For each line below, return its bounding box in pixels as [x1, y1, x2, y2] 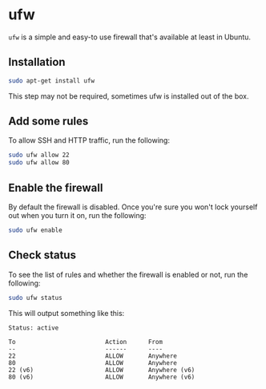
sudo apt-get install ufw [8, 76, 95, 85]
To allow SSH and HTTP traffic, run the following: [8, 136, 171, 145]
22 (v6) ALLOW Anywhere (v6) [8, 366, 195, 374]
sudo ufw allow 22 [8, 151, 70, 160]
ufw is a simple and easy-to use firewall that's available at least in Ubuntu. [8, 32, 251, 42]
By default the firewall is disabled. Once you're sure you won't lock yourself [8, 202, 258, 212]
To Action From [8, 338, 163, 346]
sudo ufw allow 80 [8, 159, 70, 167]
